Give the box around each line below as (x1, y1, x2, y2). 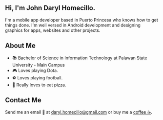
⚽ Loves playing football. (12, 74, 63, 80)
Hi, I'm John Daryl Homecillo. (5, 4, 96, 12)
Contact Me (5, 96, 41, 104)
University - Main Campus (12, 62, 65, 68)
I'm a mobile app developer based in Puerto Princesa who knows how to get (5, 17, 159, 23)
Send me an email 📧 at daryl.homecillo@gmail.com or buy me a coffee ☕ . (5, 109, 152, 115)
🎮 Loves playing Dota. (12, 67, 58, 73)
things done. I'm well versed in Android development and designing (5, 22, 141, 28)
